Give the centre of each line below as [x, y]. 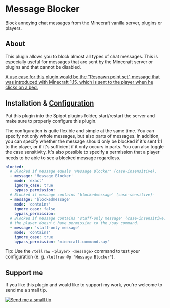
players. [14, 28]
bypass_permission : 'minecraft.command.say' [62, 242]
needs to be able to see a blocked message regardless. [63, 158]
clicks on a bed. [22, 87]
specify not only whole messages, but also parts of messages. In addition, [83, 136]
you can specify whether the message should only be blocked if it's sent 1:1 [84, 141]
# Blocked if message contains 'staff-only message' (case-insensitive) [88, 218]
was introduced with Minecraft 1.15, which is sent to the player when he [79, 82]
